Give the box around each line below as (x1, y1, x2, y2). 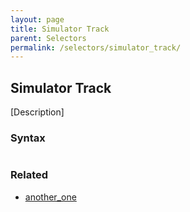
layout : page (10, 14, 65, 25)
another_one (24, 191, 77, 203)
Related (10, 168, 49, 182)
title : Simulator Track (10, 24, 110, 34)
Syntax (10, 131, 46, 145)
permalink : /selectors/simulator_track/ (10, 42, 182, 53)
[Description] (10, 106, 65, 118)
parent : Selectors (10, 33, 87, 43)
